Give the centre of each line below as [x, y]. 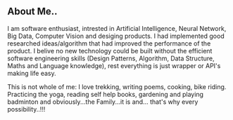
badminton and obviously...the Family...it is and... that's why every [103, 102]
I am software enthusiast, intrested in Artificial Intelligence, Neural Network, [117, 28]
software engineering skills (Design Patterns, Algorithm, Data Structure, [111, 58]
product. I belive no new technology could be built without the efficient [110, 51]
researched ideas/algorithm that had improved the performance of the [109, 43]
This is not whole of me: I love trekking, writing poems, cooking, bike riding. [117, 86]
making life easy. [32, 73]
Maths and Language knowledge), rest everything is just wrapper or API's [114, 65]
